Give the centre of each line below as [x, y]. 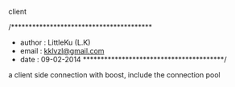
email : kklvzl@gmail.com [62, 51]
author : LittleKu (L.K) [55, 42]
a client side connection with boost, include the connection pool [114, 75]
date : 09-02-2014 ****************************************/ [123, 59]
